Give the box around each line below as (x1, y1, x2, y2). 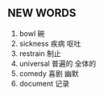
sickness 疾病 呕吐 (19, 38, 81, 48)
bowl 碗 (19, 28, 45, 38)
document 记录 (19, 78, 70, 88)
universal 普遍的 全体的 (19, 58, 97, 68)
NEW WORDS (7, 6, 77, 20)
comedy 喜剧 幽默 (19, 68, 79, 78)
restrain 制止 (19, 48, 61, 58)
